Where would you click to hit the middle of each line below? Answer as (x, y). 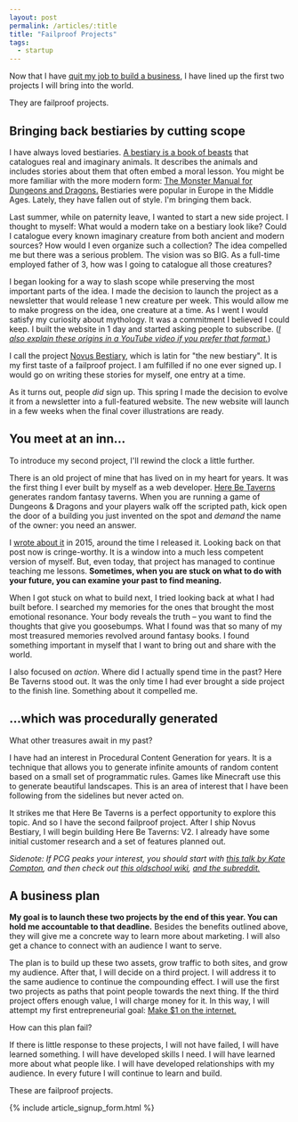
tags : (19, 42)
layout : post (33, 17)
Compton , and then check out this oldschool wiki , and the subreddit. (135, 868)
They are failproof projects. (59, 103)
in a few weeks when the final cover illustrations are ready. (117, 410)
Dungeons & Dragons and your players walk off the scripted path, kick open (148, 506)
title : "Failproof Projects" (63, 34)
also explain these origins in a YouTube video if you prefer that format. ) (140, 338)
